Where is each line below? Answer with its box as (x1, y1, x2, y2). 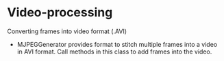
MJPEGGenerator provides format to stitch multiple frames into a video (16, 40, 218, 48)
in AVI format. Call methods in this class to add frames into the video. (16, 47, 212, 56)
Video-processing (7, 5, 113, 20)
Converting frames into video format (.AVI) (7, 27, 127, 35)
